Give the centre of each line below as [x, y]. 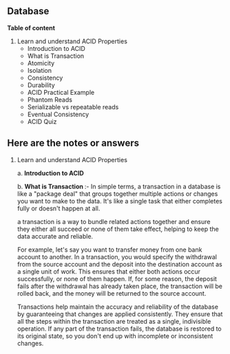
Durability [41, 85]
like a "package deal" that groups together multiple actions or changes [117, 193]
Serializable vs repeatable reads [73, 107]
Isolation [40, 70]
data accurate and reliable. [55, 236]
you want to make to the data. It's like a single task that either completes [119, 201]
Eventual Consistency [58, 114]
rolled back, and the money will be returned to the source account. [112, 293]
